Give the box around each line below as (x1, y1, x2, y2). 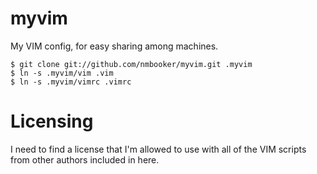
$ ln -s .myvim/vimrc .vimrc (10, 77, 132, 87)
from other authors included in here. (10, 153, 160, 166)
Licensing (10, 110, 94, 133)
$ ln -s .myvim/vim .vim (10, 68, 114, 78)
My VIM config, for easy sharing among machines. (10, 40, 219, 52)
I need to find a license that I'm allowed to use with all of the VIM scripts (10, 143, 307, 155)
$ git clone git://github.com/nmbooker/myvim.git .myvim (10, 59, 253, 69)
